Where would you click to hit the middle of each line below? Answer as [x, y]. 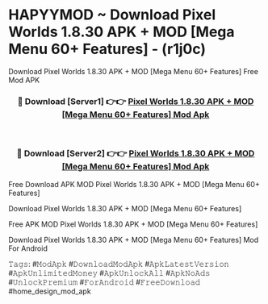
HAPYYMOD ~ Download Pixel [112, 15]
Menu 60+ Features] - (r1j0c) [107, 49]
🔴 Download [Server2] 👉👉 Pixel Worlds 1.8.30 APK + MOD [136, 153]
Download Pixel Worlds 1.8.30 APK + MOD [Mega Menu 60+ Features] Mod [134, 239]
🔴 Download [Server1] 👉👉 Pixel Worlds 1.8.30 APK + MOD [136, 101]
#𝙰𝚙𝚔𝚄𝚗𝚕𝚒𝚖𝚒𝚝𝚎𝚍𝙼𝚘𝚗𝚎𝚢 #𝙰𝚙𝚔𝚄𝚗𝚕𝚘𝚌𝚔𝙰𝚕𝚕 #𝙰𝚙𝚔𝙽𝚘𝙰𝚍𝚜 [109, 273]
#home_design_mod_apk [50, 291]
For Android [28, 248]
